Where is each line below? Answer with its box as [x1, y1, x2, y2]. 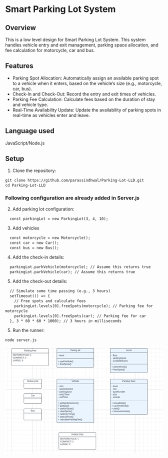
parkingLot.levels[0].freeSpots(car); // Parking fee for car [14, 313, 146, 318]
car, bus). [12, 85, 32, 91]
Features [5, 61, 33, 70]
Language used [5, 126, 55, 135]
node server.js [5, 337, 37, 342]
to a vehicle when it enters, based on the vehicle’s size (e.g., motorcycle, [12, 80, 162, 86]
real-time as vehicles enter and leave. [12, 112, 90, 118]
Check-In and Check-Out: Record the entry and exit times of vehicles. [12, 91, 156, 97]
